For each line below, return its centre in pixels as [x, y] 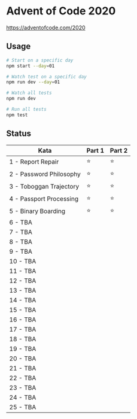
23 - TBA [23, 387]
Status [19, 134]
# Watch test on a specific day [46, 77]
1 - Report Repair [34, 162]
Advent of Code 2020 [61, 11]
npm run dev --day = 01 [33, 82]
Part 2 [119, 150]
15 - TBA [23, 309]
